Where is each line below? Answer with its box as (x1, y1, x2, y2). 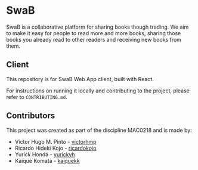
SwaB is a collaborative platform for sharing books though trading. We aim (6, 23, 189, 30)
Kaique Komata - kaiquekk (14, 157, 80, 164)
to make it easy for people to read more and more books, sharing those (6, 29, 181, 36)
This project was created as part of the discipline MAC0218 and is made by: (6, 126, 192, 134)
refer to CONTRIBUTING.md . (6, 93, 67, 100)
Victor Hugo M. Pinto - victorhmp (14, 138, 97, 145)
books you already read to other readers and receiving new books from (6, 36, 182, 43)
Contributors (6, 111, 55, 121)
